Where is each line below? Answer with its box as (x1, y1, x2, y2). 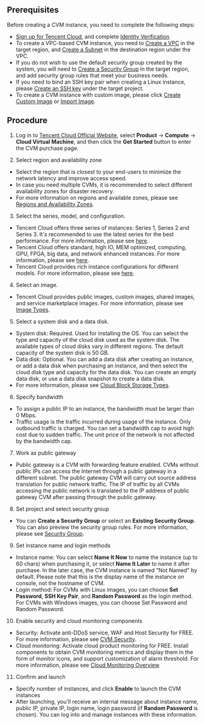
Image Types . (15, 306, 50, 313)
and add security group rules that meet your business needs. (15, 71, 169, 79)
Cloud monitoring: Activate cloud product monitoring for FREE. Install (15, 642, 189, 649)
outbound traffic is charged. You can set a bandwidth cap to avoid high (15, 424, 194, 431)
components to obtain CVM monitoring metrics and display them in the (15, 648, 193, 656)
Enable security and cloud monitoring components (15, 617, 142, 624)
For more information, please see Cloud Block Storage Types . (15, 381, 170, 389)
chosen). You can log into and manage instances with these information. (15, 711, 197, 718)
